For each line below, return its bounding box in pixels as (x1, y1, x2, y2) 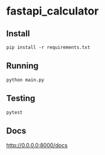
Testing (6, 93, 36, 104)
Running (6, 61, 39, 71)
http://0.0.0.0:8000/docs (6, 142, 68, 149)
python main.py (6, 77, 45, 83)
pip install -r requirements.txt (6, 44, 91, 50)
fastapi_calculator (6, 4, 99, 18)
